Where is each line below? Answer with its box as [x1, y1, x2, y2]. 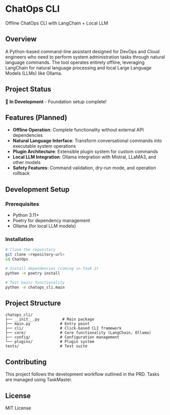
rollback [12, 170, 30, 176]
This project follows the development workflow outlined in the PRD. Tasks [5, 371, 159, 377]
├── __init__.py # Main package [5, 317, 95, 322]
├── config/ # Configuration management [5, 335, 120, 340]
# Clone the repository [5, 247, 56, 252]
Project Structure [5, 298, 61, 307]
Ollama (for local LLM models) [12, 223, 76, 229]
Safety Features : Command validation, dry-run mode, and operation [12, 165, 156, 171]
